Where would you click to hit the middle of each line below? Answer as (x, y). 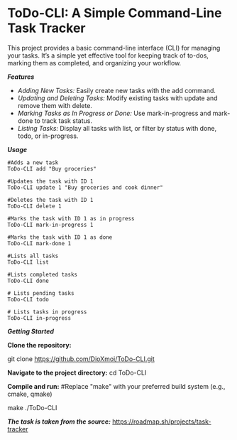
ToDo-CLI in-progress (39, 318)
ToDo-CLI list (28, 262)
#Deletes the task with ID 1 (50, 200)
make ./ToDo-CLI (32, 407)
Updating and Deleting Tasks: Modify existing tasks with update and (117, 98)
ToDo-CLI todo (28, 299)
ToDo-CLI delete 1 (34, 206)
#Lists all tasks (33, 256)
